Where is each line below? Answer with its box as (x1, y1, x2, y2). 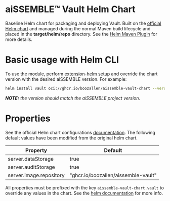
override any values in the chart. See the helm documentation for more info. (5, 190, 163, 196)
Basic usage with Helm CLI (5, 54, 119, 66)
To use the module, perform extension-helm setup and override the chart (5, 71, 158, 77)
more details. (5, 36, 33, 42)
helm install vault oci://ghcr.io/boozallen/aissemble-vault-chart (5, 86, 151, 91)
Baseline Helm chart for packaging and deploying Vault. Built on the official (5, 20, 161, 26)
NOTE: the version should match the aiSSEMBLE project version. (5, 95, 141, 101)
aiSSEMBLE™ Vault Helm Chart (5, 4, 136, 15)
